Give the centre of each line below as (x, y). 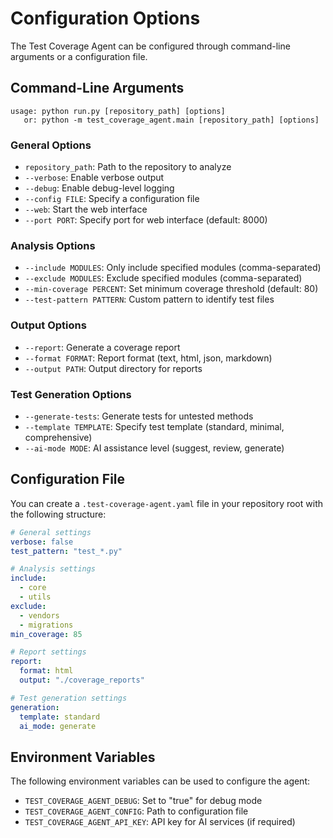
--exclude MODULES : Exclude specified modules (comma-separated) (163, 278)
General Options (51, 145)
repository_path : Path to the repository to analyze (128, 167)
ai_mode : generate (58, 726)
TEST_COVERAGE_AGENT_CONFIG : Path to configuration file (136, 811)
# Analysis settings (53, 569)
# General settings (51, 532)
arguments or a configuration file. (79, 56)
